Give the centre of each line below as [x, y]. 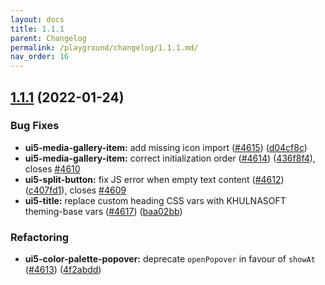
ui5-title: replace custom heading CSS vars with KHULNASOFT [155, 200]
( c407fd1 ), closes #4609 [75, 190]
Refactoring [40, 237]
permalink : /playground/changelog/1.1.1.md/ [104, 47]
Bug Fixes [35, 126]
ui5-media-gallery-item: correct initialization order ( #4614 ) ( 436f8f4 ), [170, 158]
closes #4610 [52, 168]
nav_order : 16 [40, 57]
